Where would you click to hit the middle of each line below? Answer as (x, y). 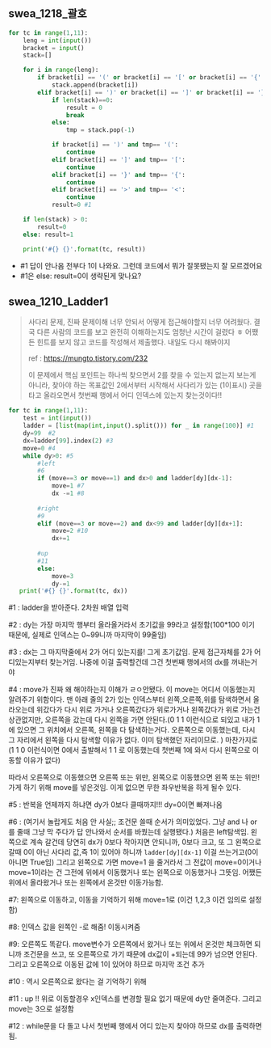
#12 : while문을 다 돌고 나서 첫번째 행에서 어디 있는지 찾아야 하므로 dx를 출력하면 (135, 1026)
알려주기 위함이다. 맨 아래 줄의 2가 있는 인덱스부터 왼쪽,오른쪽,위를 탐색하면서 (130, 699)
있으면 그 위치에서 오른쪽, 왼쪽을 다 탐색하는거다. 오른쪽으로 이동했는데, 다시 (136, 730)
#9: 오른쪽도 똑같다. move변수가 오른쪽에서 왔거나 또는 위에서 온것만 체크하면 (130, 944)
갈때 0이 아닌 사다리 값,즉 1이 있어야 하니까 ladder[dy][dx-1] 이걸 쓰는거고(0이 (133, 852)
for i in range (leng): (61, 70)
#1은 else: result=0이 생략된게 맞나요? (81, 276)
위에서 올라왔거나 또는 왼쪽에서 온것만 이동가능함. (86, 882)
